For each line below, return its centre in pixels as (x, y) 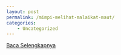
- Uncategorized (38, 28)
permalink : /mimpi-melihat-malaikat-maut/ (60, 17)
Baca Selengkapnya (31, 45)
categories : (21, 23)
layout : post (23, 12)
